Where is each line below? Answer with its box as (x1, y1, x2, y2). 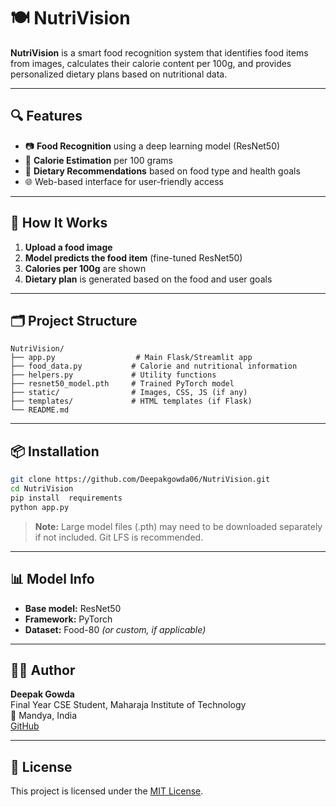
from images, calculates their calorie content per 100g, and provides (10, 57, 292, 69)
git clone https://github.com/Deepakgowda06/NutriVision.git (10, 475, 271, 485)
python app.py (10, 502, 70, 512)
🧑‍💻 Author (10, 661, 76, 679)
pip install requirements (10, 493, 123, 503)
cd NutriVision (10, 484, 74, 494)
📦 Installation (10, 443, 100, 460)
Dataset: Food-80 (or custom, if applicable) (24, 623, 207, 635)
